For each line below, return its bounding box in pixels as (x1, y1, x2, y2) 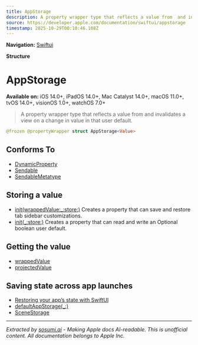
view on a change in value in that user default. (20, 117, 133, 124)
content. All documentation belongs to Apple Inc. (6, 332, 125, 340)
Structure (6, 53, 31, 60)
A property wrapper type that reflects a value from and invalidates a (20, 110, 186, 118)
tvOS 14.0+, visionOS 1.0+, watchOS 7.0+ (6, 99, 106, 106)
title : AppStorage (6, 8, 51, 15)
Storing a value (6, 190, 63, 200)
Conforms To (6, 145, 55, 155)
